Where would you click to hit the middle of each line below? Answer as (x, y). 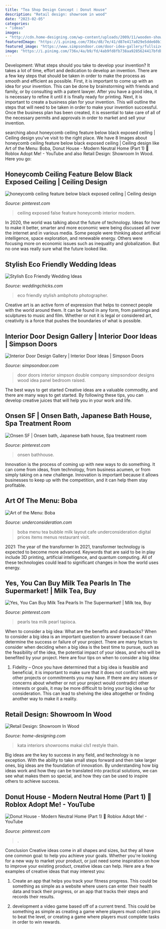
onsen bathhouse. (36, 455)
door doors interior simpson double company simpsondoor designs (86, 375)
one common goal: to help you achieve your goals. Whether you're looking (81, 856)
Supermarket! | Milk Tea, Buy (51, 591)
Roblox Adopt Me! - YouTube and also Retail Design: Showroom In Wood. (80, 153)
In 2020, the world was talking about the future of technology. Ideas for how (83, 222)
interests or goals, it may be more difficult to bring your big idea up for (84, 688)
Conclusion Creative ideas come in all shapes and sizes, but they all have (80, 850)
